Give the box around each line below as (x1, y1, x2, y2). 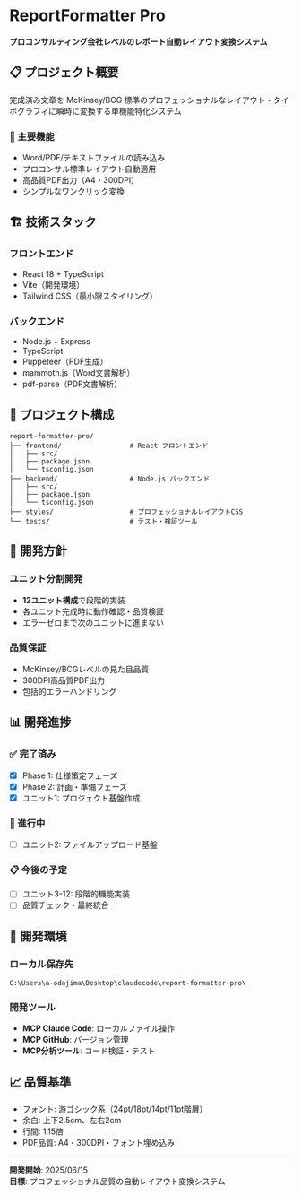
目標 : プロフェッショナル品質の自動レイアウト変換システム (9, 1176, 226, 1187)
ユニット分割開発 (9, 573, 83, 585)
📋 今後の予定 (9, 863, 67, 876)
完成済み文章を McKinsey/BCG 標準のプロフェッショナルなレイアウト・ (9, 94, 274, 105)
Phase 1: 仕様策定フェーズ (21, 770, 118, 781)
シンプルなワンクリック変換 (21, 186, 125, 197)
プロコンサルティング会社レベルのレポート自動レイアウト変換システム (9, 36, 268, 47)
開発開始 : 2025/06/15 (9, 1165, 88, 1175)
